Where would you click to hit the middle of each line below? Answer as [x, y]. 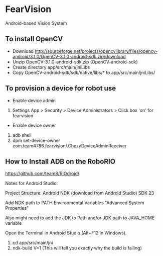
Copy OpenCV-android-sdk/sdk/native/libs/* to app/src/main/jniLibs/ [84, 72]
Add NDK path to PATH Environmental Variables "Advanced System [75, 203]
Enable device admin [34, 100]
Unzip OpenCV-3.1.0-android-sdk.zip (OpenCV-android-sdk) [75, 62]
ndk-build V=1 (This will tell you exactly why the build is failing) [77, 248]
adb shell [22, 135]
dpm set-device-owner [36, 140]
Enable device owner [34, 125]
